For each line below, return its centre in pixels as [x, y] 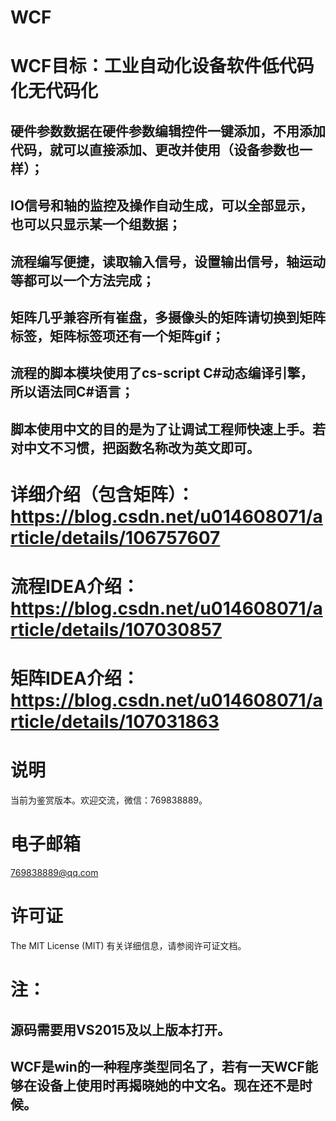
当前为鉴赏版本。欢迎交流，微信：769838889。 [109, 800]
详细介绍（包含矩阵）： [102, 494]
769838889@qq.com [54, 873]
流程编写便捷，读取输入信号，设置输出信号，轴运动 [168, 261]
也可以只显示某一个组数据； [96, 224]
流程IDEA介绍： [75, 587]
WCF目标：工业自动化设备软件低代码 [162, 66]
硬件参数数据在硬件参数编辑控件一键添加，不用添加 [168, 131]
